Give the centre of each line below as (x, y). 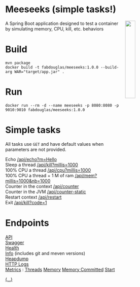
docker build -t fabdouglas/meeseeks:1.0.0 (52, 67)
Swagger (15, 242)
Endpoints (27, 223)
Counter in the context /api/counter (42, 186)
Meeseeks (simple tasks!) (61, 9)
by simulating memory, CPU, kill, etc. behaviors (55, 28)
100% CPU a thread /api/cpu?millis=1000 (48, 170)
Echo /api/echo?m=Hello (31, 159)
